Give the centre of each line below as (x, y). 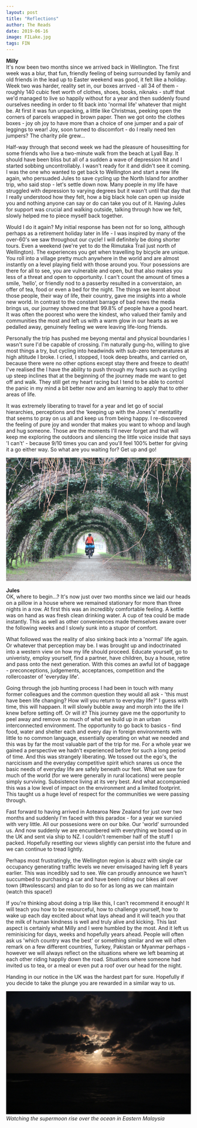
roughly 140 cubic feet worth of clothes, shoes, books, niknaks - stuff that (95, 92)
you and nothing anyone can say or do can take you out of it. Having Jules (96, 203)
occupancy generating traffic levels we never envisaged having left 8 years (97, 867)
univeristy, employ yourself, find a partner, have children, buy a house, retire (98, 658)
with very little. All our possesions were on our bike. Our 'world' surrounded (97, 824)
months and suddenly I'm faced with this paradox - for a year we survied (94, 818)
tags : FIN (18, 43)
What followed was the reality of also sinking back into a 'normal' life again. (97, 639)
